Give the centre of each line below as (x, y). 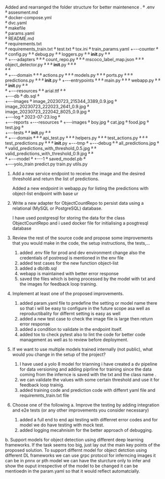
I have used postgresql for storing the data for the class (68, 218)
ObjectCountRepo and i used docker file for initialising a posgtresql (80, 223)
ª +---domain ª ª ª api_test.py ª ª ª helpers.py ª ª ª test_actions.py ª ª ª (76, 138)
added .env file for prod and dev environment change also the (82, 253)
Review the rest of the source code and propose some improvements (82, 238)
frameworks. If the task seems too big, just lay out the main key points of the (83, 445)
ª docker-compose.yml (28, 17)
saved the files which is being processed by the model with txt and (87, 279)
